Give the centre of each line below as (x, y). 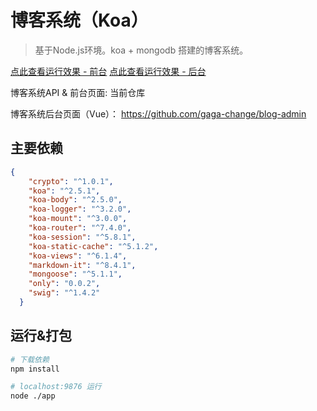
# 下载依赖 (30, 359)
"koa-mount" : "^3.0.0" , (78, 219)
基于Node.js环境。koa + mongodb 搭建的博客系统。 (141, 50)
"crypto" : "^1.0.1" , (71, 181)
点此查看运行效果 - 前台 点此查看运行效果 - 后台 (108, 71)
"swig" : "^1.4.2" (64, 293)
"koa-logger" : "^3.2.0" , (80, 209)
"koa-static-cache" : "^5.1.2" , (93, 246)
